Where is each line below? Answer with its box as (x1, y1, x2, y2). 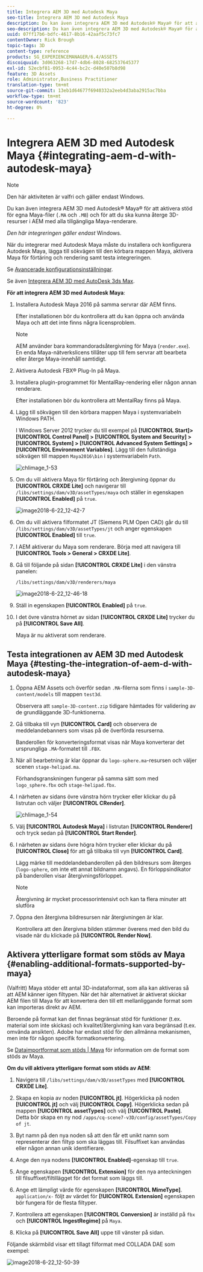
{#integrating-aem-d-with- (37, 149, 176, 162)
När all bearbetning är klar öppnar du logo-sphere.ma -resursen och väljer (15, 757, 197, 764)
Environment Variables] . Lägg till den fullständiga (52, 446, 176, 454)
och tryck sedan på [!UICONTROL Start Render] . (15, 829, 138, 837)
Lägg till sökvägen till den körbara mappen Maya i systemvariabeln (15, 409, 181, 416)
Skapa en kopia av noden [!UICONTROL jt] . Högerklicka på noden (15, 1094, 180, 1101)
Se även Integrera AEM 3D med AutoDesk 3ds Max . (7, 278, 135, 285)
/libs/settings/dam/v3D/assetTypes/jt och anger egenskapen (15, 525, 172, 532)
